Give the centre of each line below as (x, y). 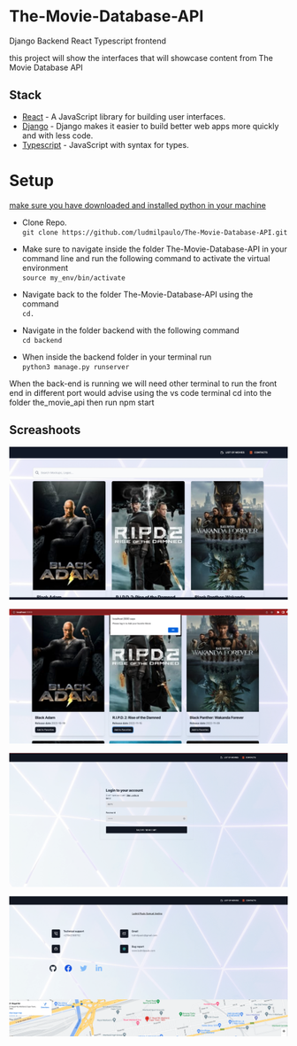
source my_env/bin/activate (73, 278)
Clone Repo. (45, 222)
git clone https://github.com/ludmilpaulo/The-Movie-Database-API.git (155, 232)
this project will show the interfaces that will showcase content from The (141, 58)
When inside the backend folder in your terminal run (117, 357)
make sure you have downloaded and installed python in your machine (138, 205)
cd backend (42, 340)
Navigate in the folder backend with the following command (131, 330)
